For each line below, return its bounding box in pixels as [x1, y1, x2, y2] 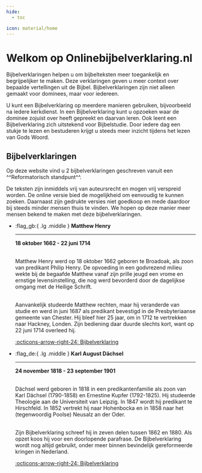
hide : [6, 8, 20, 15]
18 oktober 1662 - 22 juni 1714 [14, 240, 91, 247]
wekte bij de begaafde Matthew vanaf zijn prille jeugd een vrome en [14, 270, 183, 278]
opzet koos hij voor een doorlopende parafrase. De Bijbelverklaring [14, 435, 182, 442]
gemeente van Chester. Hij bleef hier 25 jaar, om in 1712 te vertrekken [14, 314, 187, 322]
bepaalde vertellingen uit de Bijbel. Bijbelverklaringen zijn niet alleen [6, 84, 176, 91]
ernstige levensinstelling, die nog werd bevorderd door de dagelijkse [14, 277, 185, 284]
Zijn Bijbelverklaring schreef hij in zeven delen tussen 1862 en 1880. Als [14, 429, 192, 436]
